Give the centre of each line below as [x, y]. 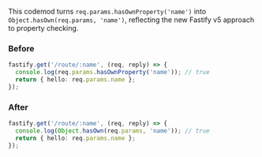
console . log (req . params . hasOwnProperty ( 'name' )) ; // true [113, 73]
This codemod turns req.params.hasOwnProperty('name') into [107, 11]
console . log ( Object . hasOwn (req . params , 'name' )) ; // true [113, 131]
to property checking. [43, 28]
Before [21, 48]
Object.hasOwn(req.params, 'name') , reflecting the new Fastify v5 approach [131, 20]
